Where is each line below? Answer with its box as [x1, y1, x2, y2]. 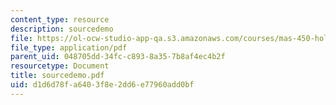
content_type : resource [10, 14, 110, 25]
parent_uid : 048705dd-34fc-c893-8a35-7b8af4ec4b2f [10, 52, 226, 62]
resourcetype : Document [10, 61, 110, 71]
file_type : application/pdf [10, 42, 128, 53]
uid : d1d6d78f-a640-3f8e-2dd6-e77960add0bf [10, 80, 195, 90]
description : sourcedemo [10, 24, 114, 34]
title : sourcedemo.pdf [10, 71, 105, 81]
